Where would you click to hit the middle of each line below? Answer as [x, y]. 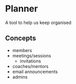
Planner [22, 9]
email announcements [35, 71]
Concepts [21, 38]
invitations [30, 61]
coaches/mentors [30, 66]
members [22, 50]
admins [20, 77]
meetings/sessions [32, 55]
